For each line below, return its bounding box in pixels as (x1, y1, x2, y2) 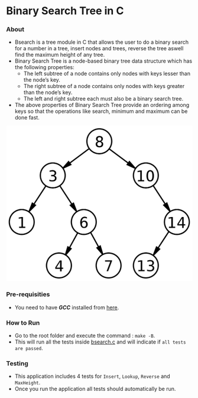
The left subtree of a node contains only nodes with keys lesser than (23, 70, 191, 77)
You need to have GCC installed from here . (14, 303, 119, 311)
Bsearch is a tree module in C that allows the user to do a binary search (14, 38, 189, 46)
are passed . (14, 344, 43, 351)
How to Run (6, 318, 40, 326)
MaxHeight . (14, 379, 41, 386)
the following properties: (14, 64, 75, 71)
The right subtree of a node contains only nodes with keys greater (23, 83, 185, 90)
